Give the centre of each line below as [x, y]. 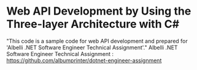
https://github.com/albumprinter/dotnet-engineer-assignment [84, 60]
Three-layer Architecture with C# [93, 24]
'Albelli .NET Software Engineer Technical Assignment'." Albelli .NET [92, 47]
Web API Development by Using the [99, 11]
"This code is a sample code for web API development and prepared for [97, 41]
